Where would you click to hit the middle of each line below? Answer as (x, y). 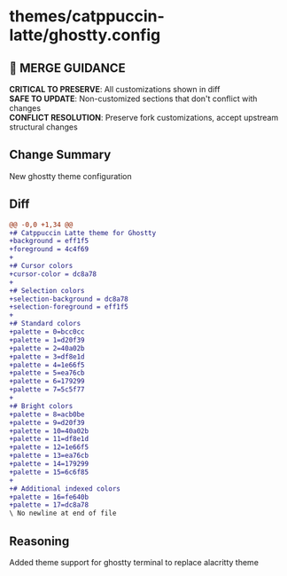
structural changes (43, 127)
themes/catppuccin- (87, 16)
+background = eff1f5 (49, 241)
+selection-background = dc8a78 (69, 299)
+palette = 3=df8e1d (47, 357)
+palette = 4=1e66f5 (47, 365)
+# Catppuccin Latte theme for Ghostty (83, 233)
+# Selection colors (47, 290)
